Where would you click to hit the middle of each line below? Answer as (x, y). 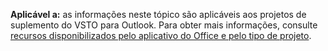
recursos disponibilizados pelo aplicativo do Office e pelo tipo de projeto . (161, 35)
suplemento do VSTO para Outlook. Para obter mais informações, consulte (164, 25)
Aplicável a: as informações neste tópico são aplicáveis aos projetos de (158, 14)
